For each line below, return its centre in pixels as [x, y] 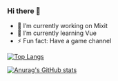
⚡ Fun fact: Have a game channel [64, 41]
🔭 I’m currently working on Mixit [62, 26]
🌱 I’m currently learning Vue [57, 33]
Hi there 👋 [24, 11]
